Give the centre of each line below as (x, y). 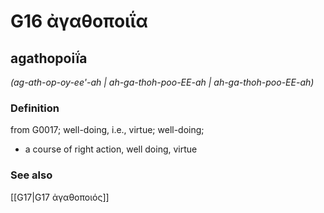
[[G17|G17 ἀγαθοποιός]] (60, 197)
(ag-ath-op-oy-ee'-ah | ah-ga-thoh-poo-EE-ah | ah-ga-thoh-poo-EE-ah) (162, 82)
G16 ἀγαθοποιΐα (79, 21)
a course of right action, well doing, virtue (111, 149)
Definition (35, 108)
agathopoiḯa (49, 58)
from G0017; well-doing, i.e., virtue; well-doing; (107, 130)
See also (31, 175)
